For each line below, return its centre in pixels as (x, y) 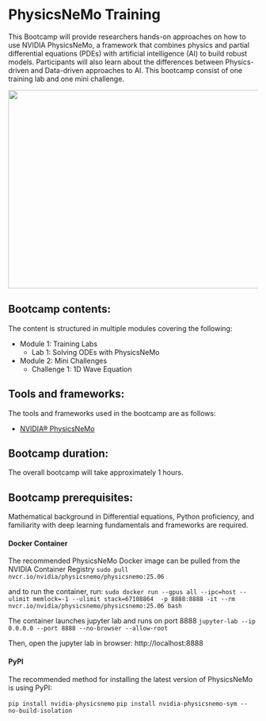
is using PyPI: (30, 688)
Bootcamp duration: (59, 453)
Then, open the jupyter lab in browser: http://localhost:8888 (106, 643)
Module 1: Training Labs (58, 344)
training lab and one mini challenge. (66, 79)
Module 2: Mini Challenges (63, 360)
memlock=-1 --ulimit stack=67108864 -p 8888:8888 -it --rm (134, 600)
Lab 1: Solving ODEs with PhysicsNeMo (95, 352)
